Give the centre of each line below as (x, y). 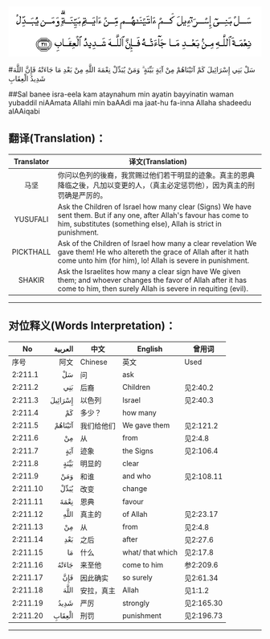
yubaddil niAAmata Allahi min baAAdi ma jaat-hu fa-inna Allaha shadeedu (130, 102)
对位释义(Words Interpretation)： (92, 326)
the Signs (138, 451)
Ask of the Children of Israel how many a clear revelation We (157, 244)
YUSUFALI (31, 219)
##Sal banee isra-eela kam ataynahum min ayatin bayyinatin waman (121, 94)
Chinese (94, 362)
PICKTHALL (31, 252)
